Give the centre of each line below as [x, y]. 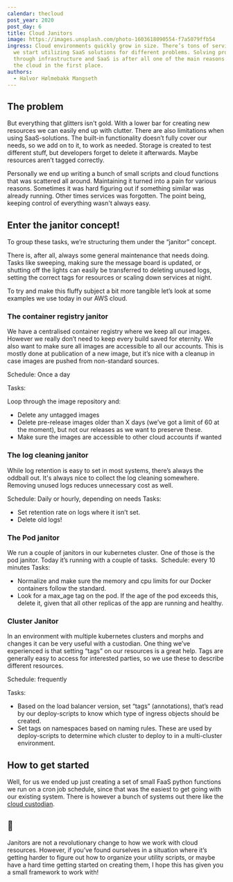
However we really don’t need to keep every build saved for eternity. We [110, 339]
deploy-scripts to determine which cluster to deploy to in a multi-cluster [120, 736]
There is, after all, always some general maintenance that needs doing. [108, 255]
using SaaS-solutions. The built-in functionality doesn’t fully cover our [107, 138]
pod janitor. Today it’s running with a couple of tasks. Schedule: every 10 [111, 560]
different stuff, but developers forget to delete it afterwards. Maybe [103, 153]
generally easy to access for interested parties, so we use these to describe [115, 659]
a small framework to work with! [53, 872]
